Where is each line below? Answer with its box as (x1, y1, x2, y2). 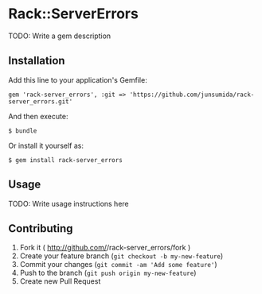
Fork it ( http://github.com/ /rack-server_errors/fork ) (19, 243, 191, 253)
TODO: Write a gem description (8, 31, 111, 41)
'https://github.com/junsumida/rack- (129, 91, 255, 99)
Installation (8, 54, 65, 68)
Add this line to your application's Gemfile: (8, 75, 147, 84)
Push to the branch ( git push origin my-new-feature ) (19, 268, 197, 278)
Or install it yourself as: (8, 141, 84, 150)
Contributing (8, 222, 73, 235)
